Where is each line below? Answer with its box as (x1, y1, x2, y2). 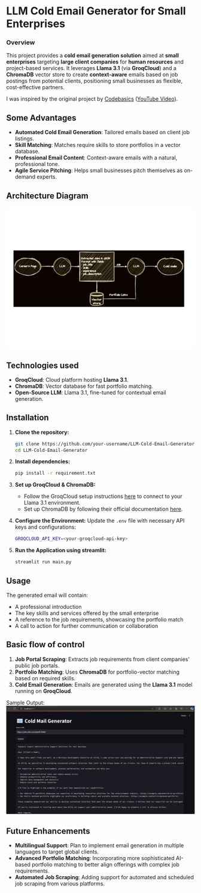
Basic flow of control (6, 639, 85, 650)
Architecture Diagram (6, 191, 89, 201)
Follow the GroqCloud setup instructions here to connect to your (23, 493, 182, 500)
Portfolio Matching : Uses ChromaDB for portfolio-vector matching (14, 668, 180, 675)
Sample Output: (6, 699, 45, 706)
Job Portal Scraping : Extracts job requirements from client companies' (14, 655, 190, 663)
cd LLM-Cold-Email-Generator (14, 447, 88, 453)
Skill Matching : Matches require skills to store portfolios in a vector (14, 141, 181, 149)
